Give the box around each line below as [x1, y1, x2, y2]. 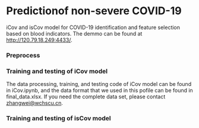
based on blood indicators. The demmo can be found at [6, 30, 143, 37]
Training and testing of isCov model [6, 114, 111, 123]
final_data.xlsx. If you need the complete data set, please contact [6, 93, 166, 100]
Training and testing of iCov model [6, 67, 108, 75]
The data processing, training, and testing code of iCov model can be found [6, 81, 192, 88]
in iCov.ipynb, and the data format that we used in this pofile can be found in [6, 87, 193, 94]
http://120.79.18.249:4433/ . [6, 36, 72, 43]
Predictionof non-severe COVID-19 [6, 4, 182, 18]
